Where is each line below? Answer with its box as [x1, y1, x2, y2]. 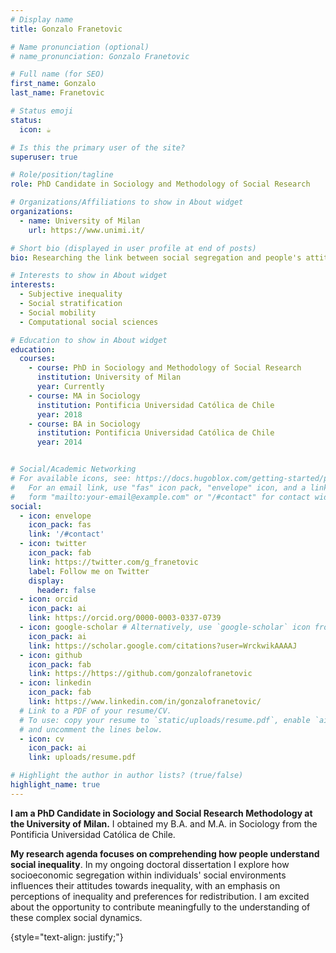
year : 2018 [36, 409, 83, 420]
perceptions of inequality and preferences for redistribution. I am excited [10, 890, 310, 902]
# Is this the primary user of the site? [10, 142, 186, 153]
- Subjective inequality [19, 289, 123, 300]
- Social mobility [19, 307, 97, 318]
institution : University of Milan [36, 372, 182, 383]
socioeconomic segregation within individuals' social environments [10, 869, 287, 881]
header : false [36, 585, 97, 595]
